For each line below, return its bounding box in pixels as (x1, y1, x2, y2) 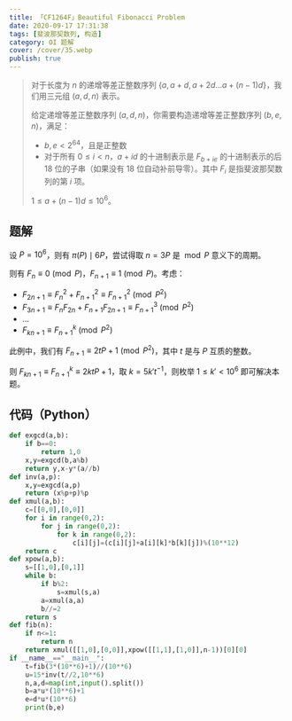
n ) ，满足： (30, 121, 71, 131)
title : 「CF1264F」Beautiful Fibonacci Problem (9, 12, 186, 22)
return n (41, 638, 73, 647)
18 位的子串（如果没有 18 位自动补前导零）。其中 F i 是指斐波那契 (43, 163, 276, 176)
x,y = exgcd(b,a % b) (25, 456, 89, 465)
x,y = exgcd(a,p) (25, 481, 81, 490)
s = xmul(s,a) (56, 587, 101, 597)
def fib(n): (9, 621, 53, 630)
